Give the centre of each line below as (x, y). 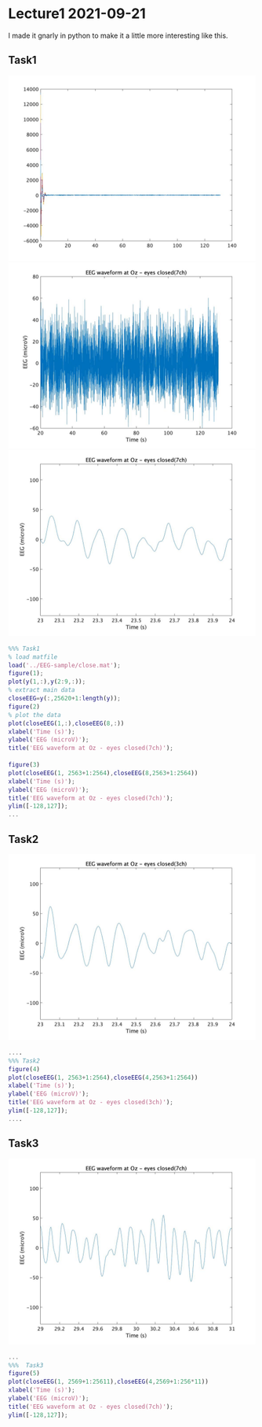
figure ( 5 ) (24, 1373)
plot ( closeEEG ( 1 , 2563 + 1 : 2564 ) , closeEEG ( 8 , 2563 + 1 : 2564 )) (103, 773)
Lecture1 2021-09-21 (77, 14)
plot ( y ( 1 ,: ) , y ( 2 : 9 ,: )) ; (47, 682)
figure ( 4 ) (24, 1069)
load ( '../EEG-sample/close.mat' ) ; (65, 665)
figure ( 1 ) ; (26, 674)
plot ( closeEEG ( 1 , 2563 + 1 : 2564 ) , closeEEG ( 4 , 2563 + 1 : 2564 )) (103, 1078)
